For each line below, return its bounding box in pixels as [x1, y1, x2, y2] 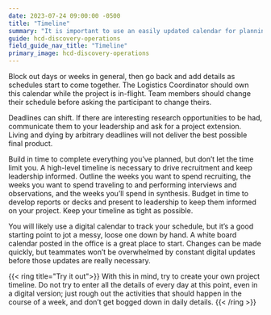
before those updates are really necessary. [8, 256, 151, 265]
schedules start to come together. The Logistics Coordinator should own [8, 80, 249, 90]
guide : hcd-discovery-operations [8, 34, 121, 43]
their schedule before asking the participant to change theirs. [8, 98, 212, 107]
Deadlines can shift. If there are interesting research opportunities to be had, [8, 113, 263, 122]
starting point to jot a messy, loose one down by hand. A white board [8, 230, 237, 239]
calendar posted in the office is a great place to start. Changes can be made [8, 239, 262, 248]
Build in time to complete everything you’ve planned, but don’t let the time [8, 154, 254, 164]
